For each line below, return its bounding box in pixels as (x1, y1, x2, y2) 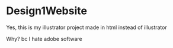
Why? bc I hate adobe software (6, 35, 83, 42)
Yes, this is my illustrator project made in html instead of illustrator (6, 24, 167, 31)
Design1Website (6, 4, 88, 18)
